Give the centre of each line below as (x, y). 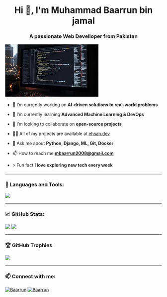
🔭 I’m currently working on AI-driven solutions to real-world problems (85, 105)
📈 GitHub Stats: (25, 214)
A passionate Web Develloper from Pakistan (83, 36)
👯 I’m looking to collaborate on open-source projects (67, 124)
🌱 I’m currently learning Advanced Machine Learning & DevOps (78, 115)
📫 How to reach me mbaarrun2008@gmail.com (63, 153)
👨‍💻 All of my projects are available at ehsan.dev (61, 134)
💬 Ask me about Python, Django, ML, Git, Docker (63, 144)
